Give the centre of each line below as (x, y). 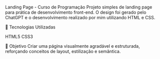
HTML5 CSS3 (19, 37)
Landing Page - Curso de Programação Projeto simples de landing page (79, 7)
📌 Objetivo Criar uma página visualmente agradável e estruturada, (73, 46)
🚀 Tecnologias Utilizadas (30, 27)
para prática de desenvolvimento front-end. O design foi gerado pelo (76, 12)
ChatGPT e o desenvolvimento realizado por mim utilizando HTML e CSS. (80, 17)
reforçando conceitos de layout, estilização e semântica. (63, 51)
